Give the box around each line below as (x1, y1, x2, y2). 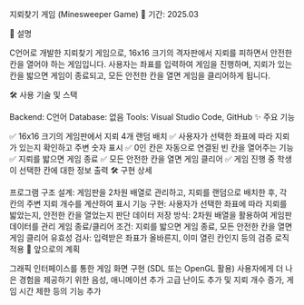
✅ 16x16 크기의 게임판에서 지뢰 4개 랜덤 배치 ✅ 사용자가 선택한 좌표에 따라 (9, 131, 274, 142)
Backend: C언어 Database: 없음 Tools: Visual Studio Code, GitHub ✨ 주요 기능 (9, 112, 295, 122)
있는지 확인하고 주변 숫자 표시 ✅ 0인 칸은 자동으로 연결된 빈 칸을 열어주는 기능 (18, 143, 294, 152)
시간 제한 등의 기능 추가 (18, 286, 102, 296)
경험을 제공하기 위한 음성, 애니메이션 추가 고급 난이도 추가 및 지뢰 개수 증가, (18, 274, 285, 285)
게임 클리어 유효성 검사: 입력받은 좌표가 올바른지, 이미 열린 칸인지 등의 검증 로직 (9, 232, 290, 243)
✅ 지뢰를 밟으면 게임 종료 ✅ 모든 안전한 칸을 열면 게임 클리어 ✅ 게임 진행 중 (9, 153, 276, 164)
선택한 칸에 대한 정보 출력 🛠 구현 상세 (18, 165, 152, 175)
